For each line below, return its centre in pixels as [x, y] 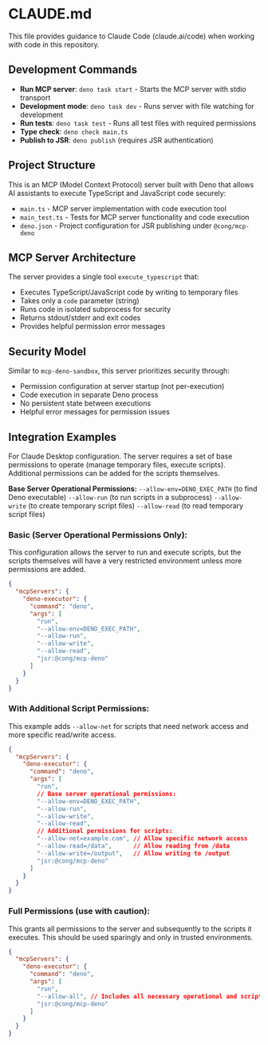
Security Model [47, 352]
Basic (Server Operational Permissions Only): [98, 535]
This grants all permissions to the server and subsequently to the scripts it [130, 928]
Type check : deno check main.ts [74, 131]
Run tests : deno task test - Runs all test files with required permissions [138, 123]
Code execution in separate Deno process [89, 395]
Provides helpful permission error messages [93, 326]
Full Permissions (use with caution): [79, 911]
